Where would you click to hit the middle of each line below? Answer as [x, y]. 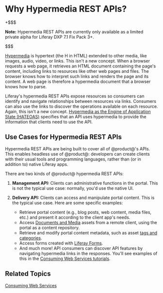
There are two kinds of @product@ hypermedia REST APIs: [64, 174]
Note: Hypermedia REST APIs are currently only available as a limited [74, 32]
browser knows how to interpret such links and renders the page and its [77, 76]
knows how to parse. [26, 86]
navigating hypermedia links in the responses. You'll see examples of [88, 253]
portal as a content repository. [49, 228]
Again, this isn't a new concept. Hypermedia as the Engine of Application [78, 111]
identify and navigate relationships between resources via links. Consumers [81, 101]
